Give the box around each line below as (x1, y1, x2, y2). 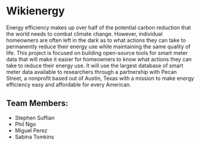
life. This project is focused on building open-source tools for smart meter (6, 49, 188, 56)
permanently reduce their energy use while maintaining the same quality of (6, 43, 191, 50)
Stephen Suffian (14, 114, 55, 121)
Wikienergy (6, 4, 65, 18)
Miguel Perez (14, 127, 48, 134)
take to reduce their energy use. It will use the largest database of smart (6, 61, 184, 69)
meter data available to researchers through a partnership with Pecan (6, 68, 177, 75)
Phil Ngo (14, 121, 36, 128)
